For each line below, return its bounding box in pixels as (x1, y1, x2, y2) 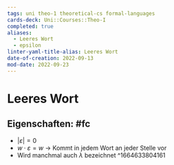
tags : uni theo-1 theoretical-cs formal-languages (7, 10, 155, 17)
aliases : (7, 29, 32, 36)
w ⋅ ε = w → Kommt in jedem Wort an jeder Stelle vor (17, 144, 167, 152)
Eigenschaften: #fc (7, 118, 91, 130)
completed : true (7, 23, 54, 30)
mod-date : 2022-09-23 (7, 61, 69, 68)
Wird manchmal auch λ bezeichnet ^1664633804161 (17, 151, 166, 159)
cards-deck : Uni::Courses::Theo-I (7, 16, 107, 23)
